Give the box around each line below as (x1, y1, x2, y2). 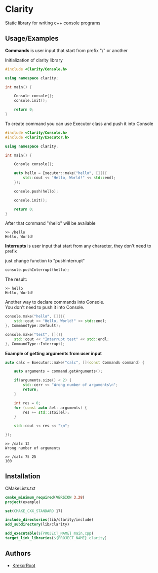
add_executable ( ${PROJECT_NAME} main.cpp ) (5, 531, 94, 536)
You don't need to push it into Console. (5, 304, 84, 311)
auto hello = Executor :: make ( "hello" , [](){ (14, 171, 107, 176)
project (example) (5, 500, 41, 505)
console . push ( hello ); (14, 189, 58, 194)
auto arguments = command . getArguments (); (14, 369, 103, 374)
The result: (5, 276, 27, 282)
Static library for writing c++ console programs (5, 20, 101, 26)
